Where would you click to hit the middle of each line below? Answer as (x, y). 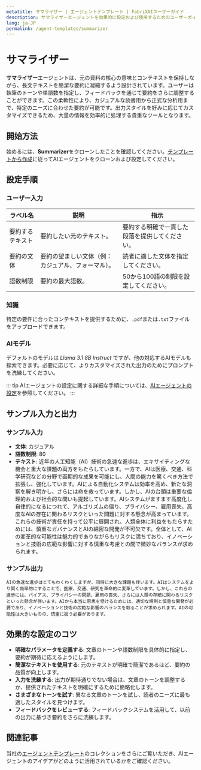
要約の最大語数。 (64, 281)
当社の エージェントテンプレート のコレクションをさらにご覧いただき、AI (95, 753)
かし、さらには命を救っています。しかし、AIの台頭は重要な (114, 491)
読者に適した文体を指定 (156, 256)
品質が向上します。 (38, 672)
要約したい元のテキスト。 (76, 236)
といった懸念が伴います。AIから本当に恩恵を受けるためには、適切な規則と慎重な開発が (98, 601)
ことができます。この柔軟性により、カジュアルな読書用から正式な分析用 (95, 100)
